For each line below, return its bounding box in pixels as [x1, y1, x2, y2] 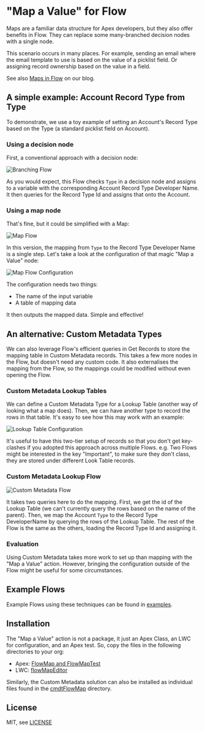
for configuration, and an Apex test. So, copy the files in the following [6, 641, 181, 648]
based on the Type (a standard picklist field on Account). [6, 125, 150, 132]
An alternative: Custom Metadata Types [6, 329, 162, 339]
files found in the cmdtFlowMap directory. [6, 685, 112, 692]
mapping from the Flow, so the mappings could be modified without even [6, 365, 191, 372]
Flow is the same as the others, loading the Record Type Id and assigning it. [6, 524, 197, 532]
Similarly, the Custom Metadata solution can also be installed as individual [6, 678, 193, 685]
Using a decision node [6, 140, 74, 149]
